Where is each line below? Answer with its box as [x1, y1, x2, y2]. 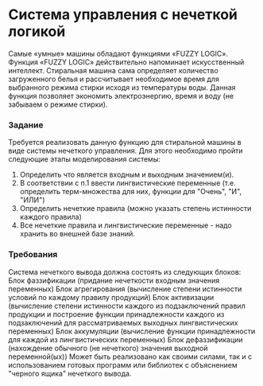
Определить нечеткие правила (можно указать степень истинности [19, 204, 252, 213]
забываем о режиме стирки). [8, 99, 108, 109]
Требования [8, 249, 58, 260]
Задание [8, 119, 44, 131]
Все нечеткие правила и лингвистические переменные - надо [19, 220, 232, 230]
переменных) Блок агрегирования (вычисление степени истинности [8, 284, 242, 294]
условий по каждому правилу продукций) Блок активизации [8, 292, 215, 302]
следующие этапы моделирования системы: [8, 154, 161, 164]
